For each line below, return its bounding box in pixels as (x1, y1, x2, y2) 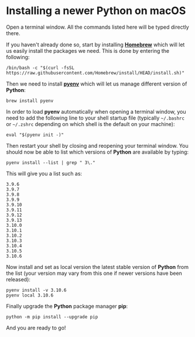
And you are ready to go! (6, 324, 66, 331)
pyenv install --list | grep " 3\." (6, 159, 95, 165)
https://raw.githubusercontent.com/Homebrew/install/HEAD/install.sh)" (6, 70, 184, 76)
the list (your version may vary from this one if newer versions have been (6, 270, 183, 277)
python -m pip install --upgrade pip (6, 314, 98, 320)
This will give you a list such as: (6, 170, 83, 177)
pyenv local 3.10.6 (6, 292, 54, 298)
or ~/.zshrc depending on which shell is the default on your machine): (6, 120, 175, 127)
